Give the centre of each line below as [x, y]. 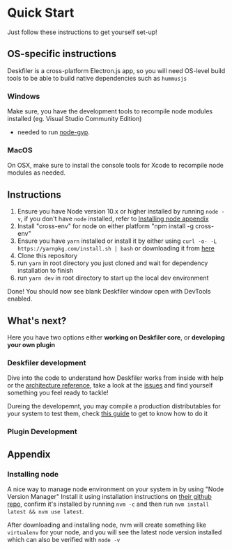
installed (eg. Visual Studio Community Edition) [75, 119]
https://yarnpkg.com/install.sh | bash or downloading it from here [116, 248]
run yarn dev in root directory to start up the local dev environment [113, 278]
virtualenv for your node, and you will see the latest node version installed [115, 532]
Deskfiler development [47, 363]
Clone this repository [47, 256]
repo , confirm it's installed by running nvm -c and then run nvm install [108, 504]
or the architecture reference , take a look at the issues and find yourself [110, 385]
